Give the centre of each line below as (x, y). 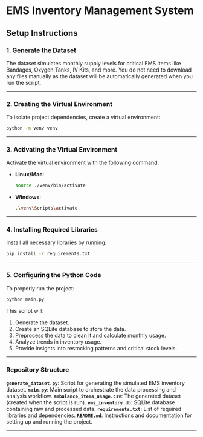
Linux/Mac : (29, 175)
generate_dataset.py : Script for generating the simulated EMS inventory (96, 383)
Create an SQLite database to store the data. (70, 329)
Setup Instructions (42, 33)
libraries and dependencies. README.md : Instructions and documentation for (99, 415)
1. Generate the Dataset (41, 50)
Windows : (28, 197)
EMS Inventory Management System (100, 11)
